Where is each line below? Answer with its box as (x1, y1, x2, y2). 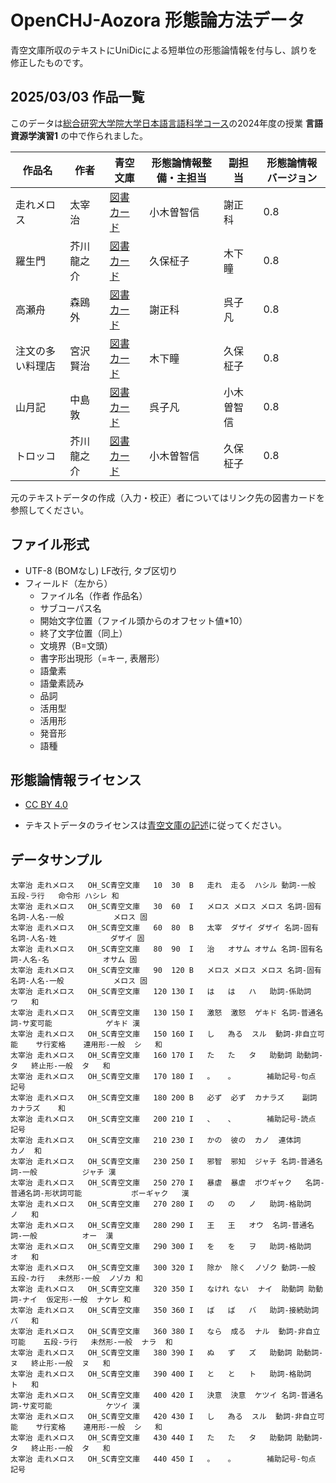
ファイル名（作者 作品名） (39, 589, 148, 601)
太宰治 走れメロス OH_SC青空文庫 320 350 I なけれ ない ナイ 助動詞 (10, 1284, 305, 1295)
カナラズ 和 (10, 1104, 66, 1114)
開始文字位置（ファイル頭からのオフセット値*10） (39, 614, 248, 626)
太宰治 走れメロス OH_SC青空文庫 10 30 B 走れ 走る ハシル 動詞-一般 (10, 881, 317, 891)
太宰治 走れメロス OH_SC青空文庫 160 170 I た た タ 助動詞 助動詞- (10, 1051, 324, 1061)
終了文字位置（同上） (39, 627, 128, 639)
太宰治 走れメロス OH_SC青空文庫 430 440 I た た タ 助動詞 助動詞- (10, 1433, 324, 1443)
